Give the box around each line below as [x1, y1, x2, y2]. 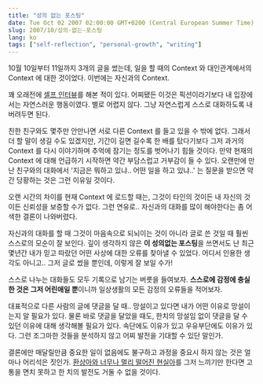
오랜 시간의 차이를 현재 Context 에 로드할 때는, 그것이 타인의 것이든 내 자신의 [8, 192, 243, 201]
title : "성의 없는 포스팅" [8, 11, 85, 20]
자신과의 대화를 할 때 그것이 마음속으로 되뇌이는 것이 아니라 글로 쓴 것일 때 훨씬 [8, 229, 249, 238]
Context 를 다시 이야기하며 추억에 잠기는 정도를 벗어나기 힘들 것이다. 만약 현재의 [8, 146, 254, 156]
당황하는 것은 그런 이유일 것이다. [16, 175, 115, 185]
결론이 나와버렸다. [22, 212, 78, 221]
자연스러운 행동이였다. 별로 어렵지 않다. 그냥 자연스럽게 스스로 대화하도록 [22, 100, 245, 109]
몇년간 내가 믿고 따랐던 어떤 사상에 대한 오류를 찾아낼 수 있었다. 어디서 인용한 [8, 249, 243, 258]
